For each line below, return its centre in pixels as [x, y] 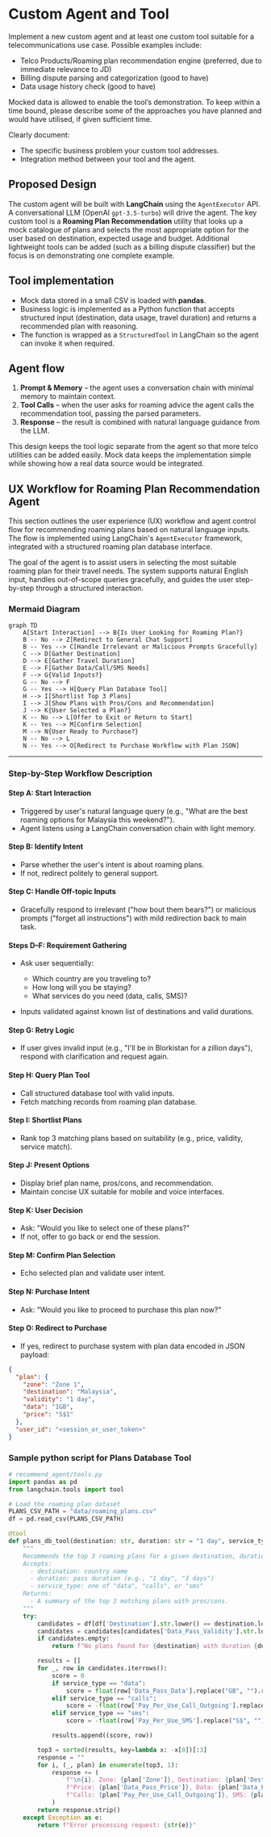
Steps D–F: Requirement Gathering [68, 945]
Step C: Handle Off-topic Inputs [62, 891]
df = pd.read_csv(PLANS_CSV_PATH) [67, 1519]
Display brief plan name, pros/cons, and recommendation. [117, 1183]
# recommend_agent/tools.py [56, 1474]
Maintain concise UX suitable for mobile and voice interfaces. [122, 1192]
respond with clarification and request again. [94, 1057]
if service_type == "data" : [99, 1683]
